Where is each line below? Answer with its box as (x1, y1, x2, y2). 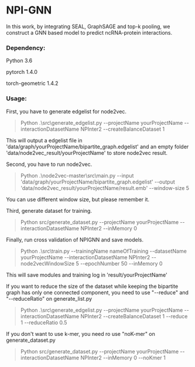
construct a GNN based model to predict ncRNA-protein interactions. (6, 29, 173, 36)
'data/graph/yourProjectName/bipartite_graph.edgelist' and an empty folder (6, 143, 189, 150)
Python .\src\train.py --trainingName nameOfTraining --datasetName (20, 247, 187, 254)
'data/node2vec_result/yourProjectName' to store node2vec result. (6, 149, 168, 156)
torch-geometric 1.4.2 (6, 80, 59, 87)
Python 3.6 (6, 57, 33, 64)
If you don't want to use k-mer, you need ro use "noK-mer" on (6, 330, 155, 337)
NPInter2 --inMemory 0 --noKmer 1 (80, 354, 166, 361)
